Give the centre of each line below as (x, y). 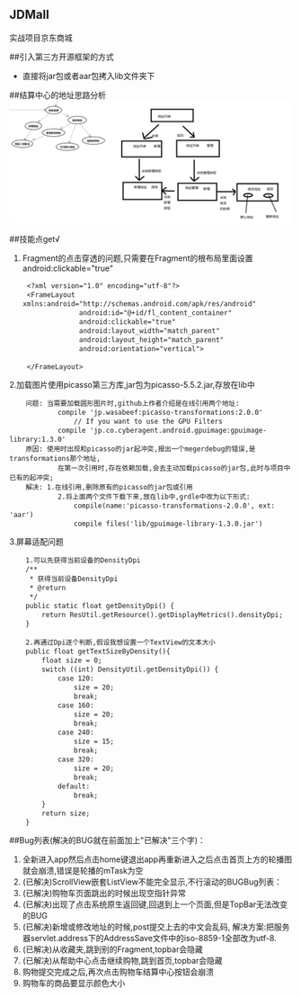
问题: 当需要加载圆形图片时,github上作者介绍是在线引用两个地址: (133, 404)
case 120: (75, 678)
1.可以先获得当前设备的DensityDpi (83, 561)
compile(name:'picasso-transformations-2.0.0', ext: (174, 506)
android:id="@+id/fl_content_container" (156, 313)
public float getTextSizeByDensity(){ (98, 651)
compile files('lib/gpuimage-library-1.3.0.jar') (168, 524)
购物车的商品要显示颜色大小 (74, 984)
